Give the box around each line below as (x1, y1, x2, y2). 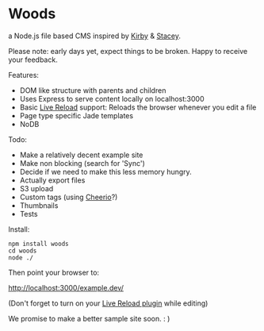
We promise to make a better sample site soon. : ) (8, 314, 170, 323)
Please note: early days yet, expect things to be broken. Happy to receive (8, 46, 248, 56)
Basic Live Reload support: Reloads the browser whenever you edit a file (19, 102, 257, 112)
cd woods (8, 247, 37, 255)
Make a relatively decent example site (19, 150, 143, 160)
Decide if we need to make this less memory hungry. (19, 167, 192, 176)
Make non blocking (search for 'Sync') (19, 158, 145, 167)
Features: (8, 70, 40, 79)
